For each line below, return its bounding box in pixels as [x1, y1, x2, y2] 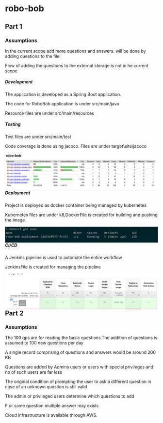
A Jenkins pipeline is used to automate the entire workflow [5, 255, 122, 261]
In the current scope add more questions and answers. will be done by [5, 48, 147, 54]
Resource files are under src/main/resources [5, 110, 95, 116]
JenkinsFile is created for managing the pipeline [5, 264, 101, 270]
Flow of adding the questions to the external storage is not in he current [5, 62, 149, 68]
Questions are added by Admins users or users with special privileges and [5, 364, 154, 370]
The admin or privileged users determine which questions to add [5, 393, 134, 399]
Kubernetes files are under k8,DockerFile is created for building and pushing [5, 212, 158, 218]
